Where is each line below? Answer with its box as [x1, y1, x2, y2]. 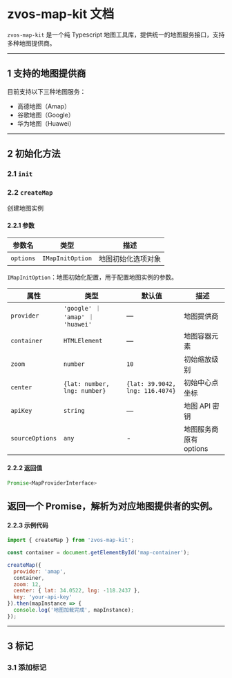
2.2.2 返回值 [7, 464, 43, 472]
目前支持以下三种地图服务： [7, 87, 86, 95]
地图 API [184, 401, 211, 411]
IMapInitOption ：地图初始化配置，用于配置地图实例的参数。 [7, 273, 178, 281]
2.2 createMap [7, 187, 53, 197]
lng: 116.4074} [126, 387, 176, 394]
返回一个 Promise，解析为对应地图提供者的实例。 [7, 501, 218, 512]
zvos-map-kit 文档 [7, 6, 115, 22]
